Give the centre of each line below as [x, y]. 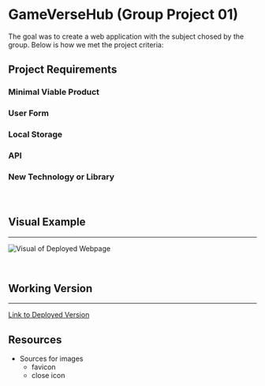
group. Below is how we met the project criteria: [86, 44]
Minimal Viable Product [54, 92]
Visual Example [47, 222]
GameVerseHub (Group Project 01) [123, 15]
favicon [44, 367]
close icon [48, 376]
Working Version [50, 289]
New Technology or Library [61, 177]
